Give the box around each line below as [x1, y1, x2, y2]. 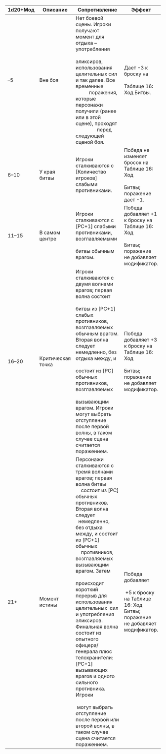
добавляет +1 [124, 211, 157, 217]
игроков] [76, 174, 97, 181]
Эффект [131, 6, 152, 13]
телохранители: [76, 654, 114, 661]
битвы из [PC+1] [76, 305, 116, 312]
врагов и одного [76, 673, 115, 680]
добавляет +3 [124, 337, 157, 343]
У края [39, 169, 55, 175]
